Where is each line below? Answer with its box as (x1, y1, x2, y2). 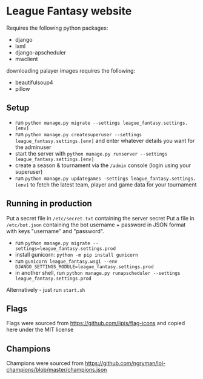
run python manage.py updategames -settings (15, 174, 128, 182)
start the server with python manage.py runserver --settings (15, 150, 168, 157)
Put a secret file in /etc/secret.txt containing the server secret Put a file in (6, 214, 195, 222)
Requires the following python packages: (6, 24, 108, 31)
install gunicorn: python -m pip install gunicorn (15, 251, 138, 258)
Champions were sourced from (6, 360, 84, 367)
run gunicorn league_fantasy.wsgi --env (15, 257, 118, 265)
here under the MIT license (6, 326, 74, 334)
